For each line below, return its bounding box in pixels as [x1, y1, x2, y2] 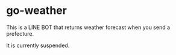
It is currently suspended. [6, 42, 70, 49]
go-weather [6, 4, 68, 18]
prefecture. [6, 30, 34, 37]
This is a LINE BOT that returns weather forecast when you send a [6, 24, 171, 31]
